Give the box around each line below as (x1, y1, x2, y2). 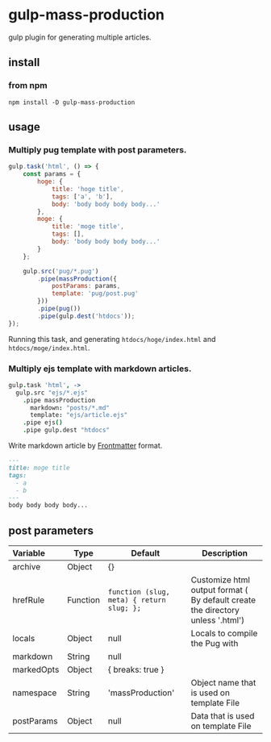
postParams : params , (51, 282, 121, 290)
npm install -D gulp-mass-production (8, 98, 135, 106)
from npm (8, 80, 48, 91)
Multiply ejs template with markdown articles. (8, 363, 192, 374)
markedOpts (12, 664, 60, 675)
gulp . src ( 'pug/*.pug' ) (23, 267, 99, 275)
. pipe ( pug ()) (37, 305, 81, 313)
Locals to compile (190, 627, 258, 639)
